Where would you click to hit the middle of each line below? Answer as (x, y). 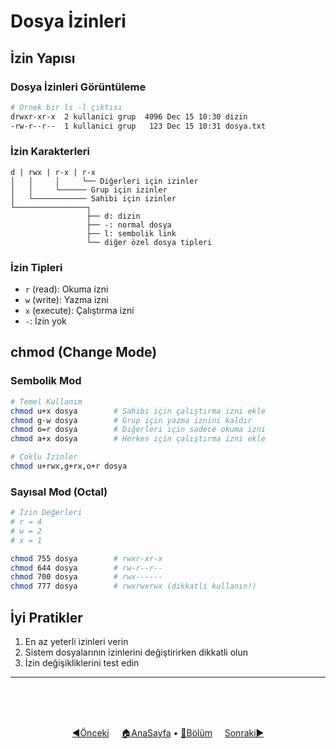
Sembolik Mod (46, 381)
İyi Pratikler (46, 617)
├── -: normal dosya (129, 225)
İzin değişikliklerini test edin (82, 663)
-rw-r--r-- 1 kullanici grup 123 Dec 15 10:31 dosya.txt (138, 126)
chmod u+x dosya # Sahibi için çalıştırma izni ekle (138, 411)
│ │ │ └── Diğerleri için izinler (104, 181)
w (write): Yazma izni (66, 300)
